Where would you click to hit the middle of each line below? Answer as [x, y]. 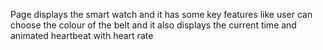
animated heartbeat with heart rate [82, 35]
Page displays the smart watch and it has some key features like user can [161, 14]
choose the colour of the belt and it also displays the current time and [153, 25]
